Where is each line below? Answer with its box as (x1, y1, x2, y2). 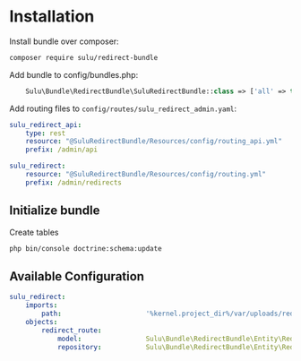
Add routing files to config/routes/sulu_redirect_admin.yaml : (9, 103, 237, 114)
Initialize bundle (9, 203, 100, 219)
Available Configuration (9, 269, 145, 284)
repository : (56, 342, 102, 351)
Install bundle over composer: (9, 36, 119, 47)
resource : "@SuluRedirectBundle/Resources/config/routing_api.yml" (25, 137, 282, 146)
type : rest (25, 128, 66, 138)
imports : (25, 301, 58, 310)
